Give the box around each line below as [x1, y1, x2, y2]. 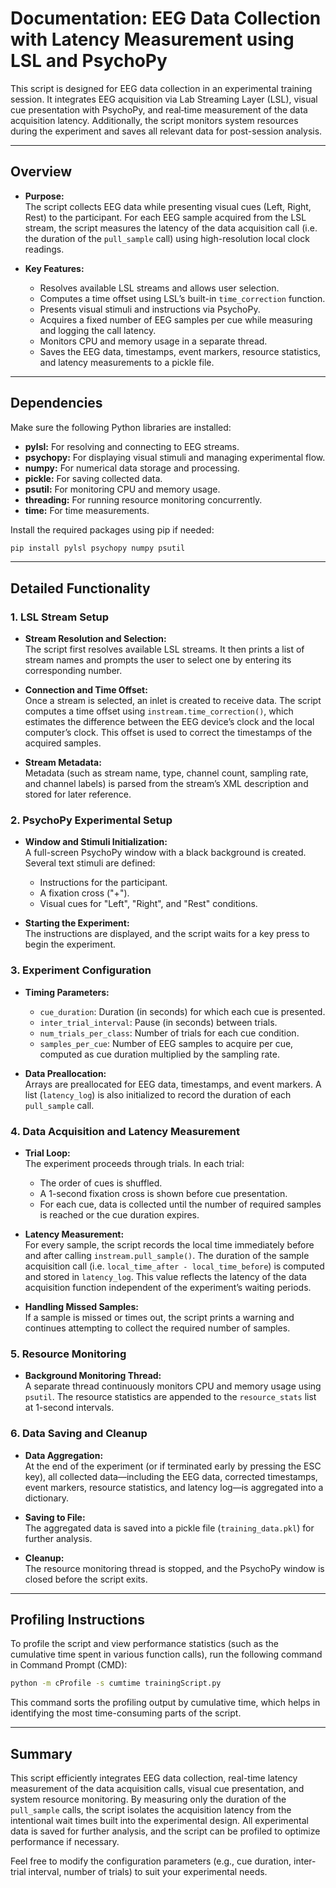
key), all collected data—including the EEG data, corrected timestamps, [24, 1470, 318, 1482]
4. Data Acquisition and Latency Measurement [10, 1124, 240, 1138]
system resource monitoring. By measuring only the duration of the [10, 1793, 287, 1806]
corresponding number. [24, 665, 123, 677]
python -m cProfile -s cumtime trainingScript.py [10, 1678, 222, 1689]
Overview [10, 163, 73, 181]
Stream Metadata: [24, 757, 102, 769]
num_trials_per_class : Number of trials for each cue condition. [39, 1027, 300, 1039]
